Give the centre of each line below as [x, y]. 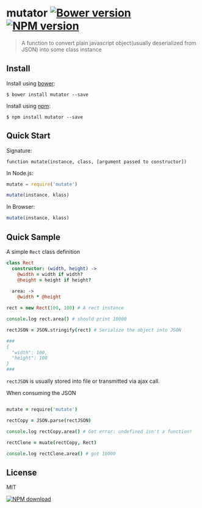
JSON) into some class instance [61, 49]
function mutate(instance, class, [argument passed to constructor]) [97, 162]
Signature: [19, 150]
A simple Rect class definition [43, 252]
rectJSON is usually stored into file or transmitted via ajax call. [83, 381]
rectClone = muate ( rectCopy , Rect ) [52, 443]
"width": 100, [30, 352]
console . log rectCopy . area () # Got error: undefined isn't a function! [99, 431]
